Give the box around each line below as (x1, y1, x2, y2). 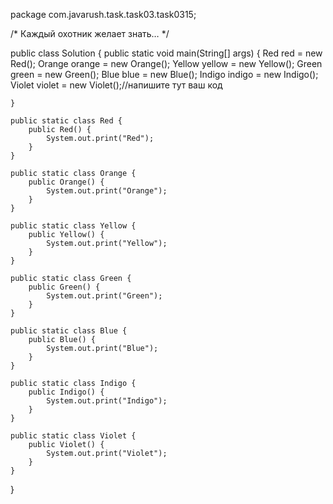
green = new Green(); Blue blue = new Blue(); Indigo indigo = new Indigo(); (10, 69, 319, 80)
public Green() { (28, 282, 101, 292)
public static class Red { (10, 116, 123, 126)
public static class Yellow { (10, 221, 137, 231)
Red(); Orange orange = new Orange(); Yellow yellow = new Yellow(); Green (10, 58, 323, 69)
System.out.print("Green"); (46, 291, 163, 301)
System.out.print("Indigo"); (46, 396, 168, 406)
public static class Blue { (10, 326, 128, 336)
